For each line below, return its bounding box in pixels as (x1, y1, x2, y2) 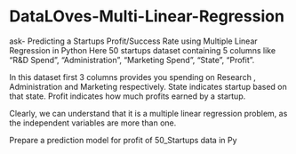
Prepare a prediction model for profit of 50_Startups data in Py (9, 134, 237, 145)
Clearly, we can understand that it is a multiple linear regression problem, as (9, 108, 288, 118)
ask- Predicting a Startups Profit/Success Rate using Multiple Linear (9, 36, 258, 46)
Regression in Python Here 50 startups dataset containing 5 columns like (9, 45, 276, 55)
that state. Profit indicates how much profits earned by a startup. (9, 91, 246, 101)
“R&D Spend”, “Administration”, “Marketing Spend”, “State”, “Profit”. (9, 54, 255, 65)
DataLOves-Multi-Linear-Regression (9, 6, 284, 27)
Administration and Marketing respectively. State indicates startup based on (9, 81, 287, 92)
